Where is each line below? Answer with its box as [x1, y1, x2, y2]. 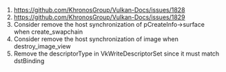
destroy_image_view [13, 43, 71, 50]
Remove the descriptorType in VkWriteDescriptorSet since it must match [13, 49, 220, 58]
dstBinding [13, 57, 45, 64]
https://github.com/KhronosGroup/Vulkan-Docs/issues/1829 [13, 13, 185, 21]
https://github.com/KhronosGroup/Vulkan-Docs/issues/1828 [13, 6, 185, 14]
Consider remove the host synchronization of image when [13, 35, 179, 43]
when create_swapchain [13, 27, 83, 36]
